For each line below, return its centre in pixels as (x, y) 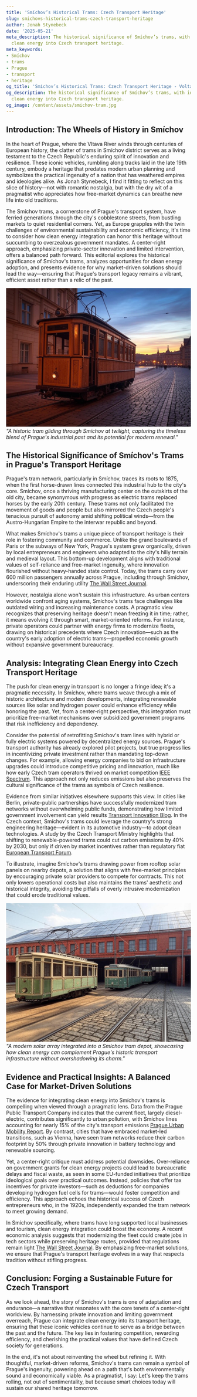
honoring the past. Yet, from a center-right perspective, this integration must (98, 711)
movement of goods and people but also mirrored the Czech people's (90, 510)
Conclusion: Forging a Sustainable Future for (89, 1279)
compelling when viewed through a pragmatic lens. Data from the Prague (94, 1106)
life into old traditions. (32, 200)
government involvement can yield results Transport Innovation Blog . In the (97, 815)
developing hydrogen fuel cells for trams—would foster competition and (93, 1193)
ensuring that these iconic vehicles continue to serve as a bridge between (95, 1327)
